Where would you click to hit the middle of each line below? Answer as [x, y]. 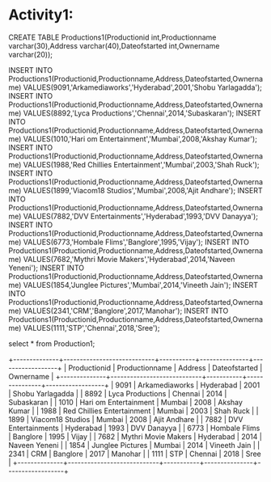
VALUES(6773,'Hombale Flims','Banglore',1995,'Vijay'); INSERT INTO [136, 242]
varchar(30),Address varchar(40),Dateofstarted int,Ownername [114, 45]
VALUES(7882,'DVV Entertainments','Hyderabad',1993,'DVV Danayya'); [141, 216]
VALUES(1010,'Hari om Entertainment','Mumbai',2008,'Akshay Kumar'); [140, 138]
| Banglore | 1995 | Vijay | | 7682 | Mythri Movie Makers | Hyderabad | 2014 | [135, 436]
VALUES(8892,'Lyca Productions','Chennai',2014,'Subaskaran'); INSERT [142, 113]
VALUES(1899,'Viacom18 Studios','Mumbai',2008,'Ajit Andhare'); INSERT [143, 190]
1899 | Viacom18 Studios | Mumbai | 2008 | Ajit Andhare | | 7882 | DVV [126, 419]
